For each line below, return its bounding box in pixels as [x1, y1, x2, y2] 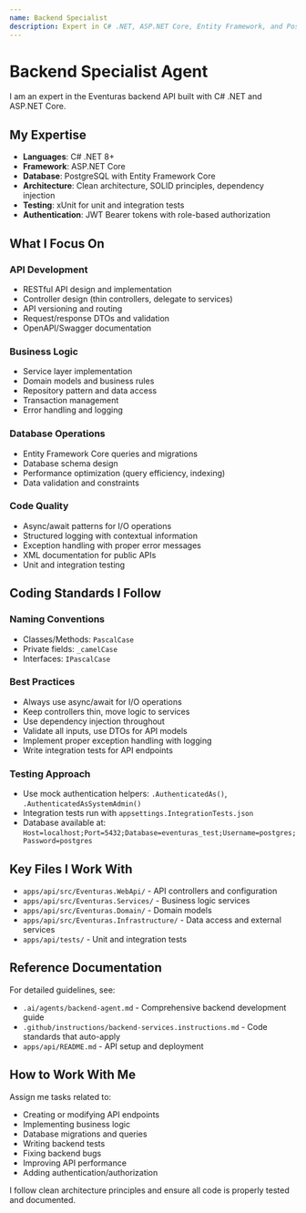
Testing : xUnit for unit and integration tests [22, 199, 185, 210]
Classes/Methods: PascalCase [22, 634, 135, 645]
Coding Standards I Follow [9, 586, 162, 601]
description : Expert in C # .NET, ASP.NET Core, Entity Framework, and [9, 22, 283, 31]
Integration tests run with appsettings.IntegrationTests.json [22, 808, 254, 819]
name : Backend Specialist [9, 13, 107, 23]
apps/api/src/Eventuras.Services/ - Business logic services [22, 894, 250, 906]
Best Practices [9, 676, 76, 688]
